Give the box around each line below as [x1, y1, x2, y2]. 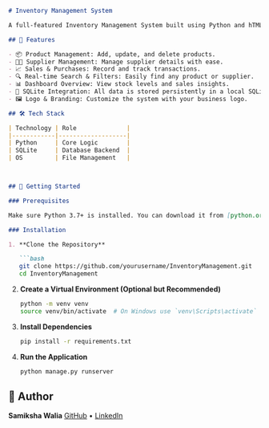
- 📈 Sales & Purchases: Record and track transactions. [8, 65, 202, 73]
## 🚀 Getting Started [8, 182, 81, 190]
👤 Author [8, 389, 54, 403]
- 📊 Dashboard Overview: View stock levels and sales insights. [8, 80, 230, 88]
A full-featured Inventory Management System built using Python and [8, 21, 246, 29]
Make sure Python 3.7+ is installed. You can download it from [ [8, 211, 231, 219]
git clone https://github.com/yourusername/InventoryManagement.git [18, 263, 252, 271]
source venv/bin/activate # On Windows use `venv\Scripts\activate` [19, 307, 258, 316]
